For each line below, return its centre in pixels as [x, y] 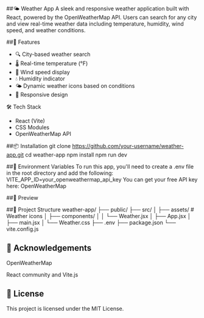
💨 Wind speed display [42, 72]
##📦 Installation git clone [39, 146]
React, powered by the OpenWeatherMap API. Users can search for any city [102, 17]
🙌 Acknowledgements [49, 248]
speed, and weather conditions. [46, 30]
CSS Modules [32, 127]
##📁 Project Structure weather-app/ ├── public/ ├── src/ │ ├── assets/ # [100, 210]
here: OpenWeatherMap [37, 186]
